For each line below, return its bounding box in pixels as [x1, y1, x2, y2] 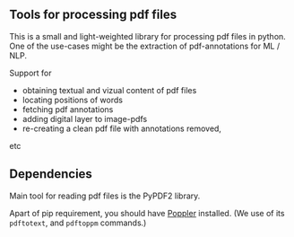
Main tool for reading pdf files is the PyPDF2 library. [9, 190, 201, 201]
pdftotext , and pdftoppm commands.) [9, 217, 147, 228]
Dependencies [9, 166, 92, 182]
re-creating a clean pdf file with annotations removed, [22, 123, 222, 134]
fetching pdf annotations [22, 103, 114, 115]
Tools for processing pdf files [9, 7, 177, 22]
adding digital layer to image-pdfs [22, 113, 148, 124]
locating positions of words [22, 94, 124, 105]
